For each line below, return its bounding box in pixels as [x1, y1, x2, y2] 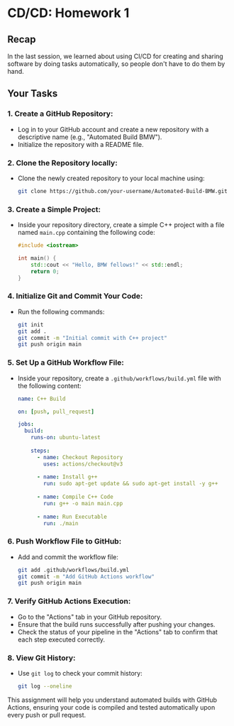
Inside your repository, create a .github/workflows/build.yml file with [17, 374, 221, 383]
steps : [30, 447, 50, 454]
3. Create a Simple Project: [7, 204, 101, 214]
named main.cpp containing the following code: [17, 229, 155, 237]
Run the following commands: [17, 307, 105, 316]
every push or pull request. [7, 710, 87, 719]
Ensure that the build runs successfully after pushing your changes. [17, 620, 216, 629]
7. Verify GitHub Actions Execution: [7, 596, 131, 606]
